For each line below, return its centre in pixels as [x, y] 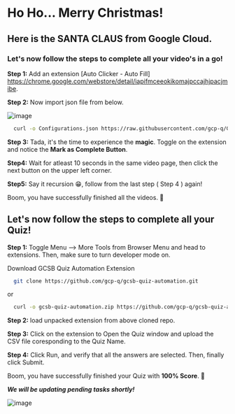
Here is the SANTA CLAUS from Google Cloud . [109, 39]
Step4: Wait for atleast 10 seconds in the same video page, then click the [113, 163]
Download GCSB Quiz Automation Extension [71, 268]
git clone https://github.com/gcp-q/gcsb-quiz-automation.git [106, 281]
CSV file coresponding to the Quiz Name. [66, 341]
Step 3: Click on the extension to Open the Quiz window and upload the [111, 334]
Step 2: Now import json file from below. [65, 102]
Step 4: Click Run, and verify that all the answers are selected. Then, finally [116, 355]
